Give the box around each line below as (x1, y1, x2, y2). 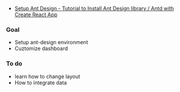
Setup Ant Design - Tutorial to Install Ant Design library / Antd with (14, 5, 174, 12)
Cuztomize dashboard (14, 45, 68, 52)
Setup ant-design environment (14, 39, 88, 46)
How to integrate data (14, 79, 67, 86)
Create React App (14, 11, 58, 18)
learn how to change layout (14, 73, 81, 80)
